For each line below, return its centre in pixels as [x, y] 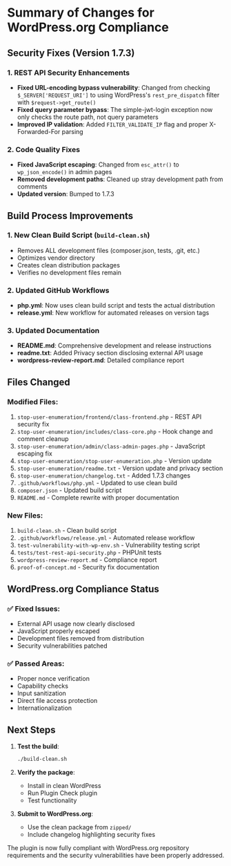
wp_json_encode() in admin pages [64, 172]
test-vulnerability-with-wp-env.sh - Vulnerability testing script [108, 545]
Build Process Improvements [70, 216]
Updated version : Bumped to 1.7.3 [66, 194]
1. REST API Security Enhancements [68, 73]
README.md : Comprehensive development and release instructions [114, 346]
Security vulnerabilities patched [62, 646]
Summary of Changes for [81, 13]
